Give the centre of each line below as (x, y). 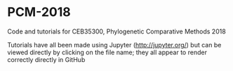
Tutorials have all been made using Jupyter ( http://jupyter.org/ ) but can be (114, 45)
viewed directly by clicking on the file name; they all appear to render (107, 52)
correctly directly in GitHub (46, 59)
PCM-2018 (39, 12)
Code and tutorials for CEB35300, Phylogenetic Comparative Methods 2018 (116, 31)
